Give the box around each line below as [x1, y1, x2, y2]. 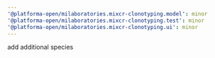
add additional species [7, 43, 74, 52]
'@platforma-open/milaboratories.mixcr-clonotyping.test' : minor [7, 17, 204, 24]
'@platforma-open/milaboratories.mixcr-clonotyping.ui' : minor [7, 23, 199, 30]
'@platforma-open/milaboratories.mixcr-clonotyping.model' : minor [7, 10, 208, 18]
